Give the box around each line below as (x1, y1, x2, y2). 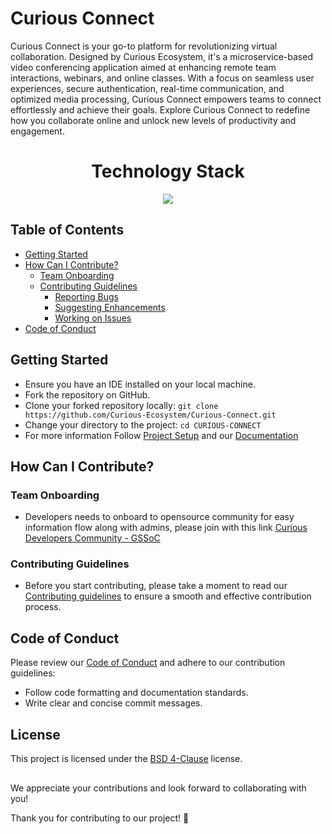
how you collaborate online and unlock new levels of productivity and (10, 114, 297, 126)
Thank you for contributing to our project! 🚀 (10, 812, 190, 824)
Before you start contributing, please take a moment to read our (24, 580, 288, 592)
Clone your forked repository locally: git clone (24, 399, 219, 411)
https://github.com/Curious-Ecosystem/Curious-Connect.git (24, 410, 277, 420)
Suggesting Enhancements (54, 301, 166, 313)
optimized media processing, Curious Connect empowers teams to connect (10, 93, 322, 105)
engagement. (10, 125, 65, 137)
